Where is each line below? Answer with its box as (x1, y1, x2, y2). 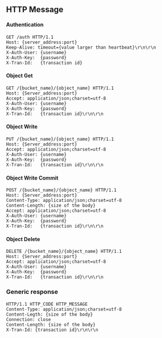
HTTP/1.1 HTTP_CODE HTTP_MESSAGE (6, 301, 88, 307)
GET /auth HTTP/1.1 (6, 34, 54, 40)
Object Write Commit (6, 174, 59, 181)
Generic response (6, 288, 59, 296)
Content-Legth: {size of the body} (6, 311, 93, 317)
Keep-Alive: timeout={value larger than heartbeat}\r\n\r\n (6, 44, 157, 50)
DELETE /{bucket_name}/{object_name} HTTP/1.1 (6, 249, 122, 255)
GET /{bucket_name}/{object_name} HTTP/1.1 (6, 85, 114, 91)
